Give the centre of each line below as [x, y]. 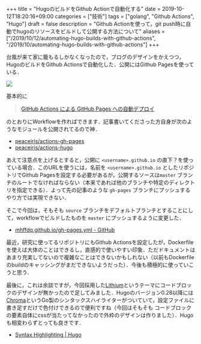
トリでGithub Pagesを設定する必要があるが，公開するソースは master [91, 175]
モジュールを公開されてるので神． [58, 129]
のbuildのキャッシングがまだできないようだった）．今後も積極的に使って [95, 265]
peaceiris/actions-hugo [44, 147]
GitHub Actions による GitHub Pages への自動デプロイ [88, 109]
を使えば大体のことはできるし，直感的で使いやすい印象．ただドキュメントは [101, 250]
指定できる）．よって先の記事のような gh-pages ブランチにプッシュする [103, 190]
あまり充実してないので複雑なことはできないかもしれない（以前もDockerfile [100, 257]
